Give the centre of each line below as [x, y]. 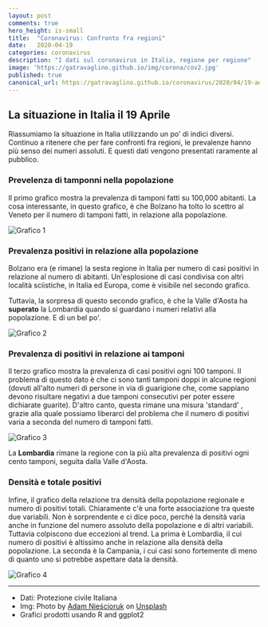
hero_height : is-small [46, 30]
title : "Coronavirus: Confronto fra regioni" [87, 38]
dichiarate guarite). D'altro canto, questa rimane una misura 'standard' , [126, 405]
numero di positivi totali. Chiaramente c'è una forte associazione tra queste [132, 508]
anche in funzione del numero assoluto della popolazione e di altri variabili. [131, 525]
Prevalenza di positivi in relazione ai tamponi [97, 354]
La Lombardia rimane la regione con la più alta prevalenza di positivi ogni [129, 453]
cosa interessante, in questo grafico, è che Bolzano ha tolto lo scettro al [126, 206]
